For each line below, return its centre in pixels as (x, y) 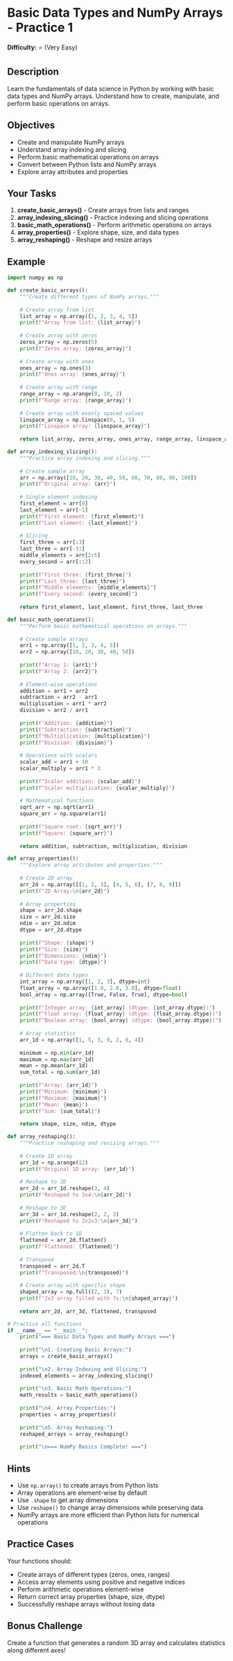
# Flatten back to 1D (51, 1234)
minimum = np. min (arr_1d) (57, 1053)
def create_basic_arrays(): (48, 290)
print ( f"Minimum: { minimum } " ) (63, 1092)
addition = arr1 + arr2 (54, 691)
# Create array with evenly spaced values (82, 413)
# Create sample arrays (54, 639)
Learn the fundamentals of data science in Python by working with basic (111, 88)
